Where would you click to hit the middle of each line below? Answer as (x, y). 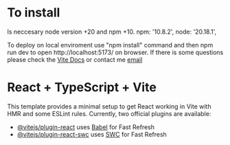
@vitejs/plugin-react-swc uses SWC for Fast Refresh (92, 134)
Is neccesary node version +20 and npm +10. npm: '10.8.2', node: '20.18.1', (112, 32)
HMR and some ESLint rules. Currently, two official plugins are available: (109, 113)
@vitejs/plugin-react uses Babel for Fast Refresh (86, 127)
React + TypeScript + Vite (82, 88)
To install (34, 13)
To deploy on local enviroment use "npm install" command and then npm (110, 45)
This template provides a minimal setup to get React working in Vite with (109, 106)
